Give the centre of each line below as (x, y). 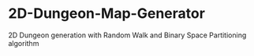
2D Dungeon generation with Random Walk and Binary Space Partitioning (127, 35)
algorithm (24, 43)
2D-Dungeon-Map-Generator (106, 14)
